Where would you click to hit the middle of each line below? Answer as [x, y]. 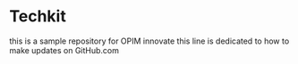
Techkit [38, 16]
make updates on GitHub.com [64, 50]
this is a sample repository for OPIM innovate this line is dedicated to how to [149, 41]
